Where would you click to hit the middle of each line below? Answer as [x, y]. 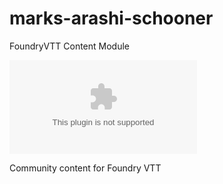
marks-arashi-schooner [111, 18]
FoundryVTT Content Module [69, 46]
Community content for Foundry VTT [85, 168]
